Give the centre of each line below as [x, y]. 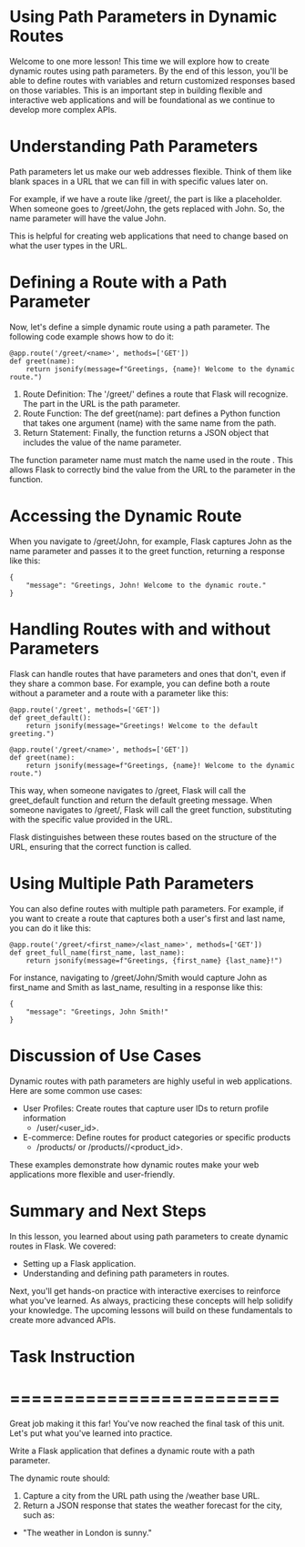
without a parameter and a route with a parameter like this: [119, 693]
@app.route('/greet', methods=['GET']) [85, 710]
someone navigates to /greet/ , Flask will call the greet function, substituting [151, 809]
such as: [38, 1515]
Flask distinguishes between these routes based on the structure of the [143, 837]
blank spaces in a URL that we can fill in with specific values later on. [139, 181]
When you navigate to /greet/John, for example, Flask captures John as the [151, 541]
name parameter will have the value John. [88, 218]
